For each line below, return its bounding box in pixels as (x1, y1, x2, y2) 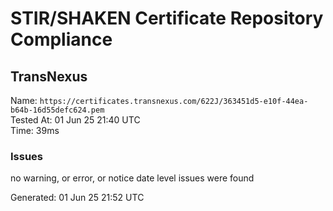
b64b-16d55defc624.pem (10, 105, 105, 115)
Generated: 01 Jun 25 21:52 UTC (10, 192, 145, 204)
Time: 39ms (10, 125, 60, 136)
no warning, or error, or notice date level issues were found (10, 172, 255, 184)
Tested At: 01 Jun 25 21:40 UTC (10, 114, 141, 126)
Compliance (10, 28, 113, 51)
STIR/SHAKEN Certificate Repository (10, 7, 324, 30)
